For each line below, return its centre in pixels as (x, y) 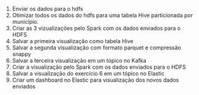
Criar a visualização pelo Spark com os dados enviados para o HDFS (99, 67)
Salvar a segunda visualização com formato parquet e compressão (97, 47)
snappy (22, 54)
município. (25, 22)
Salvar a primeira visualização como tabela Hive (73, 41)
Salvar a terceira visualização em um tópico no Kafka (79, 61)
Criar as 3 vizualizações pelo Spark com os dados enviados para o (96, 28)
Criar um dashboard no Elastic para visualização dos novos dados (96, 80)
